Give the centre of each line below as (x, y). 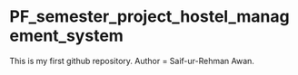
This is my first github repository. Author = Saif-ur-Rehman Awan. (132, 61)
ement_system (67, 36)
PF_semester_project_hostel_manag (149, 17)
